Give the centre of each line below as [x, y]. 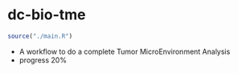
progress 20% [43, 60]
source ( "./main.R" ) [40, 36]
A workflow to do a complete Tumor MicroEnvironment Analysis [125, 51]
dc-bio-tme [47, 15]
